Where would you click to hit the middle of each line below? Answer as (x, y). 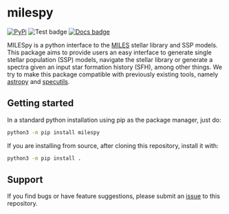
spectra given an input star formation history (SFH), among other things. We (115, 67)
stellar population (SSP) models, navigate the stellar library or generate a (110, 59)
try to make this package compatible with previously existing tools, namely (113, 74)
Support (25, 179)
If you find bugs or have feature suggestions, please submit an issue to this (113, 196)
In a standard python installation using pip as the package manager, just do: (114, 120)
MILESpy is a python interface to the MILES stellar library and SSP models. (112, 45)
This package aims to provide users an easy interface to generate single (109, 52)
